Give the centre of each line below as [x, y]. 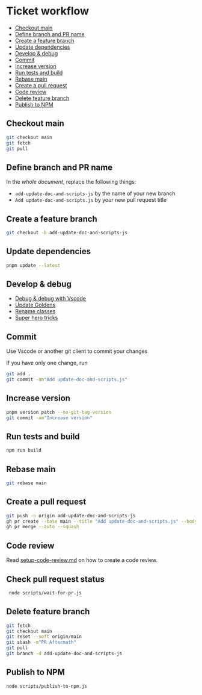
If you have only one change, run [47, 363]
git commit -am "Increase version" [50, 418]
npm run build [24, 450]
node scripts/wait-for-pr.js [45, 593]
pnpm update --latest [33, 265]
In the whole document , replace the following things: [71, 182]
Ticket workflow [47, 11]
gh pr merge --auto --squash [43, 527]
